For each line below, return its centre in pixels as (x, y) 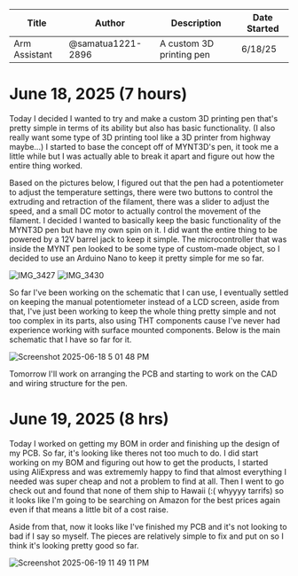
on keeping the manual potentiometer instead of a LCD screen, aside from (144, 301)
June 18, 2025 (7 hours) (98, 94)
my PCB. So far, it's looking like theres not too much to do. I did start (134, 453)
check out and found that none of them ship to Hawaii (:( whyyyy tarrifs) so (146, 490)
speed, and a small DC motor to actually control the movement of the (135, 211)
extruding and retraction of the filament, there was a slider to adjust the (139, 201)
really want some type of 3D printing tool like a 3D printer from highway (140, 137)
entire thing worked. (46, 165)
